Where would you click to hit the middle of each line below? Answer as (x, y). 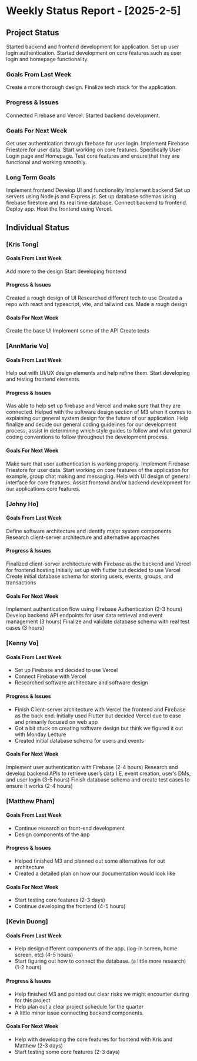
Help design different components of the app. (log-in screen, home (96, 949)
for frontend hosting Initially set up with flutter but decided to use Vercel (94, 570)
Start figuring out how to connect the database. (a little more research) (100, 961)
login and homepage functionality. (48, 59)
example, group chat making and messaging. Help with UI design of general (98, 476)
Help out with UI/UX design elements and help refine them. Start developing (98, 373)
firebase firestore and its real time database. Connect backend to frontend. (97, 203)
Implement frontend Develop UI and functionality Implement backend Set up (98, 190)
